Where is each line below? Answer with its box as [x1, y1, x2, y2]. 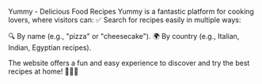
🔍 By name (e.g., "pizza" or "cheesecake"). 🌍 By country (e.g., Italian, [8, 32, 240, 40]
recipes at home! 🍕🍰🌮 [8, 67, 79, 76]
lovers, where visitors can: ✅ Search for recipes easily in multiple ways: [8, 15, 241, 25]
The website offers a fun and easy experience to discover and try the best [8, 59, 250, 67]
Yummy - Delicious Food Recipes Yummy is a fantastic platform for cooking [8, 7, 255, 16]
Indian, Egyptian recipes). [8, 43, 92, 52]
